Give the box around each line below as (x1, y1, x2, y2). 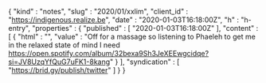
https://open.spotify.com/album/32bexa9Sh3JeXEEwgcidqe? (8, 49, 209, 58)
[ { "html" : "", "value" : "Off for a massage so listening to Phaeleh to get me (8, 32, 256, 41)
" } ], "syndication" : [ (110, 57, 180, 66)
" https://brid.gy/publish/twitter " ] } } (8, 66, 126, 74)
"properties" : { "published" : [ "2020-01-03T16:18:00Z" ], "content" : (31, 24, 259, 32)
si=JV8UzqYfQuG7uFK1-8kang (8, 57, 111, 66)
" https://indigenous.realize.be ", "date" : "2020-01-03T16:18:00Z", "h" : (8, 15, 240, 25)
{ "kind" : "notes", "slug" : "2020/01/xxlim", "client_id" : (8, 7, 189, 16)
